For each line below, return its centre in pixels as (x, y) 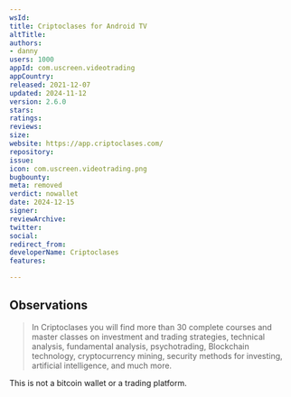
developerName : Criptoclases (64, 253)
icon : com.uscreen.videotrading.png (78, 169)
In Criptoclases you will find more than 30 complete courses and (152, 327)
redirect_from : (38, 245)
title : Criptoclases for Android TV (78, 26)
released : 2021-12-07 (50, 85)
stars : (22, 110)
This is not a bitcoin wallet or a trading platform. (98, 383)
